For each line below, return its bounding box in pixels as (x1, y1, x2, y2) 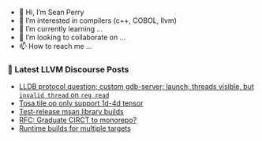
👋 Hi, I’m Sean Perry (18, 8, 84, 17)
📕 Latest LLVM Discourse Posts (7, 64, 129, 75)
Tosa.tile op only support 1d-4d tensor (18, 98, 144, 108)
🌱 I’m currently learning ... (18, 24, 103, 33)
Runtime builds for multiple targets (18, 124, 131, 133)
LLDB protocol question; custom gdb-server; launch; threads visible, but (18, 82, 254, 91)
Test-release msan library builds (18, 107, 124, 117)
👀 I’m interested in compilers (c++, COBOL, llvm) (18, 16, 177, 25)
